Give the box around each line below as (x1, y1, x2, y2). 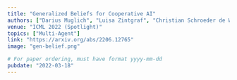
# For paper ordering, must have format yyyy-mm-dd (7, 55, 162, 63)
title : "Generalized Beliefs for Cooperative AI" (7, 10, 157, 18)
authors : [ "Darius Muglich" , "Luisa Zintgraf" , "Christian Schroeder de (7, 17, 226, 24)
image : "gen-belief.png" (7, 43, 80, 50)
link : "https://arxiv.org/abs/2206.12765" (7, 36, 134, 44)
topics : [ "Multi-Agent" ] (7, 29, 80, 37)
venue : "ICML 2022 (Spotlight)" (7, 23, 102, 30)
